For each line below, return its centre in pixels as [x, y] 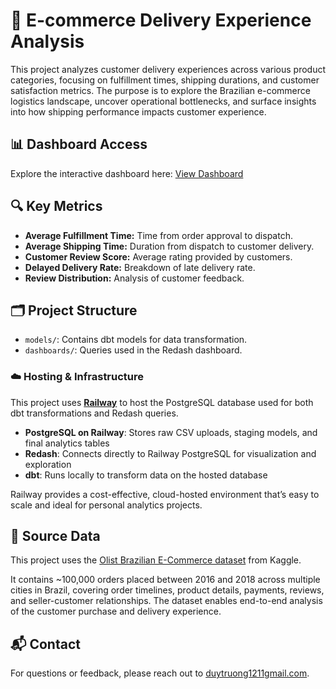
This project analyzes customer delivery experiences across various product [168, 69]
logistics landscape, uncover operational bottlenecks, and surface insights [163, 101]
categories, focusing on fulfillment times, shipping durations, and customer [165, 80]
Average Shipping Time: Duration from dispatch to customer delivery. [169, 246]
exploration [48, 464]
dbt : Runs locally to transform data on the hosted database [146, 475]
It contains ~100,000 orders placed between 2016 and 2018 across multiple [165, 580]
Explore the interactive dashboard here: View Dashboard [127, 173]
